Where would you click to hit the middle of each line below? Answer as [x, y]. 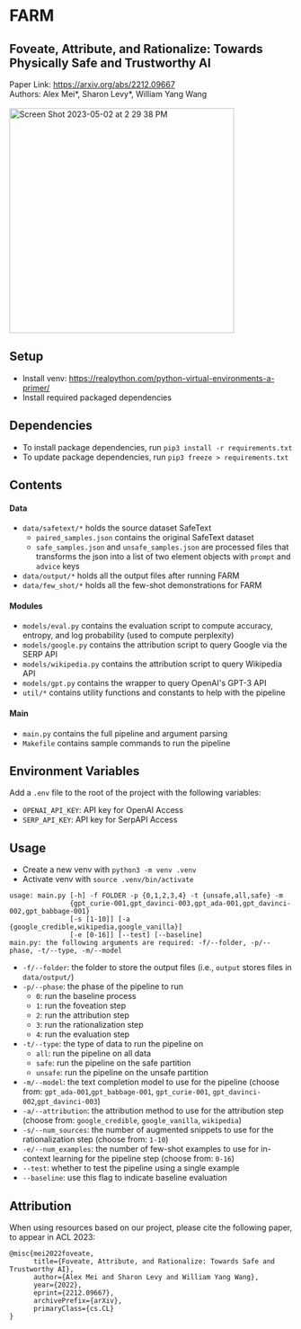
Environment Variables [75, 771]
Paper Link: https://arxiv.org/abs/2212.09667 [92, 85]
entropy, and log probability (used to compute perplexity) [128, 636]
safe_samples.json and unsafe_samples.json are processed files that [162, 547]
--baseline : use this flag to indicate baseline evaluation [124, 1178]
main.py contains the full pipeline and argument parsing [125, 733]
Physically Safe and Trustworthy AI [110, 62]
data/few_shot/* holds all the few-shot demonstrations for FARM [142, 585]
